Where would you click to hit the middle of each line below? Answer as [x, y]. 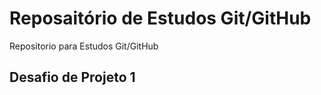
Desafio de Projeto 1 [72, 77]
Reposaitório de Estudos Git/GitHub [160, 18]
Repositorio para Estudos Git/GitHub [84, 46]
